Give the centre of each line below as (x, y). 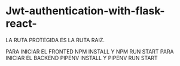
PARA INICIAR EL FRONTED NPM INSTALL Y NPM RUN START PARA (90, 51)
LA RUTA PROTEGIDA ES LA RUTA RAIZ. (55, 40)
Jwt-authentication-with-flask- (85, 11)
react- (21, 23)
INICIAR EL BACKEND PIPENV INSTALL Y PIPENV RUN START (82, 58)
